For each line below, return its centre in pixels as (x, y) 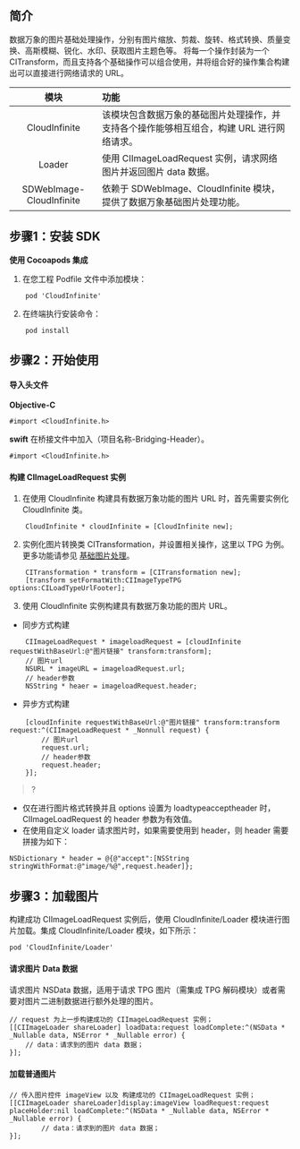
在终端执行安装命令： (61, 313)
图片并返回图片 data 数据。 (158, 171)
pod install (47, 330)
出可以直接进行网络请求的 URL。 (69, 73)
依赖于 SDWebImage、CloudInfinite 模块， (191, 188)
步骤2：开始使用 (54, 360)
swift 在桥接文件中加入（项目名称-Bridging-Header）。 (109, 439)
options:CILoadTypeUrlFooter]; (67, 588)
